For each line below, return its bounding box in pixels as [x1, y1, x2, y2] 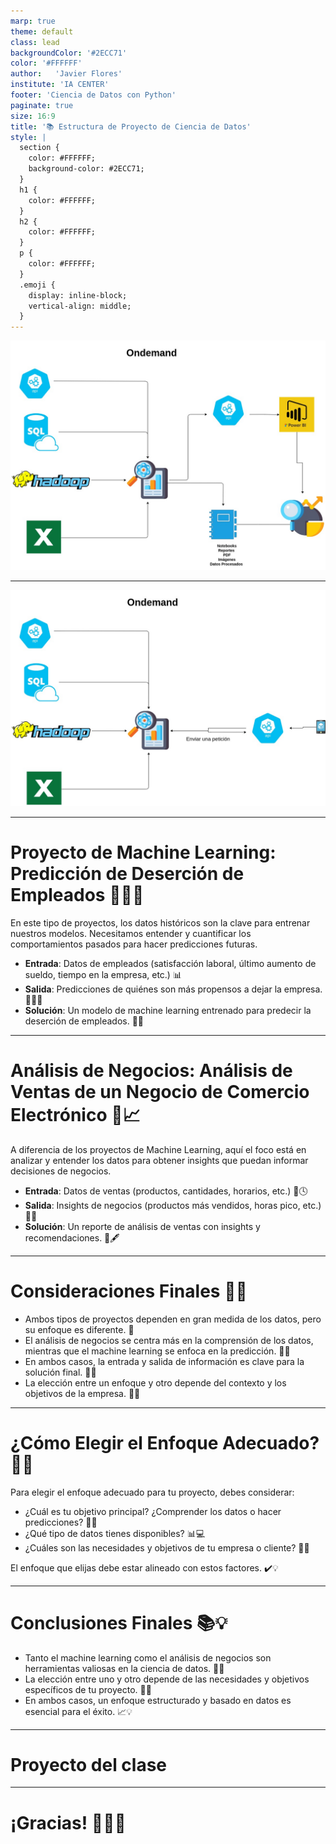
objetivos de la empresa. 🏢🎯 [24, 1387, 141, 1399]
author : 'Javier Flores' [10, 69, 123, 79]
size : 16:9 [10, 111, 56, 121]
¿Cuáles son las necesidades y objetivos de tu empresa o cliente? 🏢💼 [24, 1541, 310, 1554]
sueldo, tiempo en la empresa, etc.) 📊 [24, 968, 182, 980]
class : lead [10, 37, 60, 47]
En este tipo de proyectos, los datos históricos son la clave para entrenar [10, 916, 311, 929]
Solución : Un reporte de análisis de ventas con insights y [24, 1220, 261, 1232]
